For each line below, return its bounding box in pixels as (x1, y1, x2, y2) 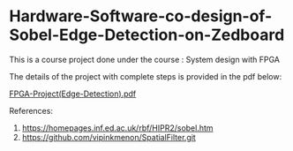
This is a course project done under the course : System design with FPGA (9, 54, 281, 64)
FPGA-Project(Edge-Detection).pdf (9, 88, 137, 99)
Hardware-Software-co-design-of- (9, 6, 273, 26)
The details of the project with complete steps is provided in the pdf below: (9, 71, 282, 81)
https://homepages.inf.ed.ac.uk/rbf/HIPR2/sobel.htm (21, 122, 214, 133)
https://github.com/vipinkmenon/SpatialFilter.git (21, 132, 196, 142)
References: (9, 105, 53, 116)
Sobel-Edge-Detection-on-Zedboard (9, 25, 285, 45)
